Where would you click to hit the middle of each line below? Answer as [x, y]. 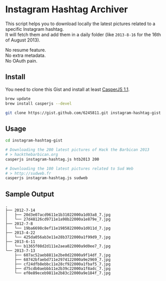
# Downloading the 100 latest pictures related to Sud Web [69, 168]
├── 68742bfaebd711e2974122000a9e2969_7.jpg [63, 260]
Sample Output [30, 194]
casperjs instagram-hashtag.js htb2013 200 [52, 159]
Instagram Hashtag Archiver [67, 9]
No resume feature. [26, 50]
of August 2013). [23, 40]
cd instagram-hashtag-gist [34, 140]
